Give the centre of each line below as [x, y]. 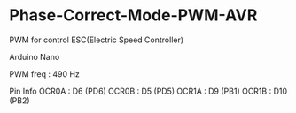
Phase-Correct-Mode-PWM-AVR [133, 15]
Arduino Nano [35, 56]
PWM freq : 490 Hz [44, 74]
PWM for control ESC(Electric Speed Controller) [97, 40]
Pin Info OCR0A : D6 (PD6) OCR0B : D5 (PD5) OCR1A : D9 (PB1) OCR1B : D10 [148, 91]
